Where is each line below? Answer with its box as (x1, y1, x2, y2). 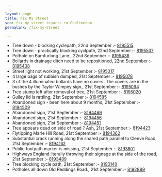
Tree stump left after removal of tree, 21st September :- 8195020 (12, 89, 142, 95)
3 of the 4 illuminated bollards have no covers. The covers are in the (12, 79, 148, 85)
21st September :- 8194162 (12, 141, 66, 146)
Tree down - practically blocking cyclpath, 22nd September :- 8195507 (12, 48, 154, 53)
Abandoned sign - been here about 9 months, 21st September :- (12, 99, 141, 105)
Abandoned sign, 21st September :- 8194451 (12, 120, 101, 126)
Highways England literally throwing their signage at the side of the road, (12, 151, 158, 157)
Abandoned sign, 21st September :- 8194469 (12, 110, 102, 116)
